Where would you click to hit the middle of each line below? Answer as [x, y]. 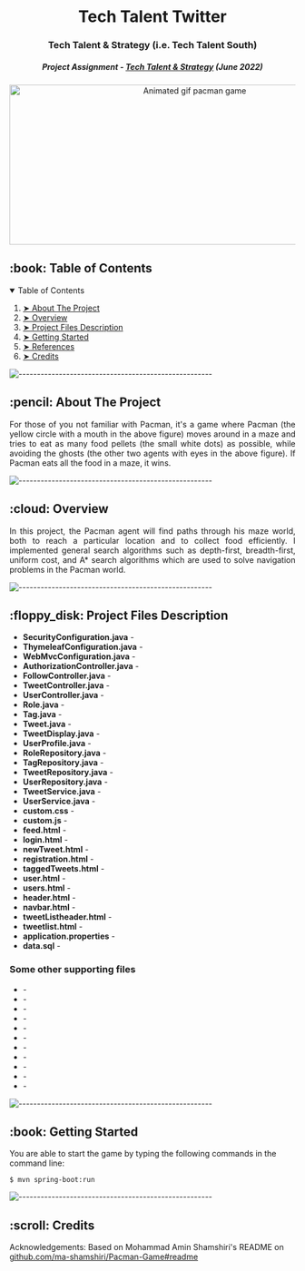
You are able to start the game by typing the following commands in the [143, 1154]
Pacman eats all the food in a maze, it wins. [90, 463]
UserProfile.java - [57, 744]
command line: [37, 1163]
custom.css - [48, 811]
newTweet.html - [55, 850]
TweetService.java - [62, 792]
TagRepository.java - [63, 763]
